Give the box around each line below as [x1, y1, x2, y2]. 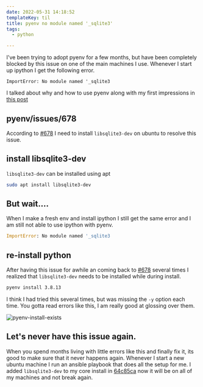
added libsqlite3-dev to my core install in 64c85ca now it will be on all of [6, 367, 193, 374]
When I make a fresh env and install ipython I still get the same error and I [6, 215, 191, 222]
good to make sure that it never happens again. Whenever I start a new [6, 354, 185, 361]
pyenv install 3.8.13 [6, 284, 62, 291]
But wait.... [6, 199, 49, 209]
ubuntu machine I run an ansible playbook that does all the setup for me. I [6, 361, 191, 368]
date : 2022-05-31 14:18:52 [6, 9, 75, 15]
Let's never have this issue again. [6, 331, 137, 342]
